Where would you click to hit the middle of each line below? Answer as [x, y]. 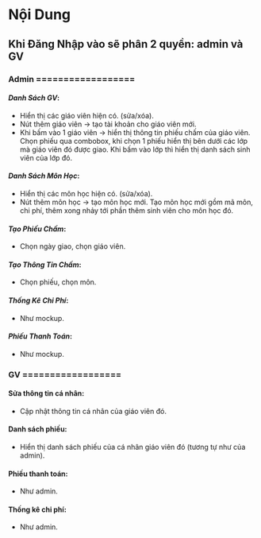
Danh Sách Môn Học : [44, 176]
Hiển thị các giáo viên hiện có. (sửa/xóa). [87, 115]
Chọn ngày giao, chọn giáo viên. [73, 246]
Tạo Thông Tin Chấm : [45, 265]
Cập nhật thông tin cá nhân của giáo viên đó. [93, 411]
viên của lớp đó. [46, 157]
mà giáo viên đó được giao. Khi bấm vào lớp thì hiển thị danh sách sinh [135, 149]
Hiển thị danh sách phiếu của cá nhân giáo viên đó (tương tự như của [132, 447]
